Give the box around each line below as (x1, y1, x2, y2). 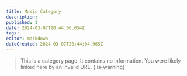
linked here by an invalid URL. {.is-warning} (20, 63, 125, 70)
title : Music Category (6, 8, 61, 15)
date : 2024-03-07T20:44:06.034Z (6, 25, 85, 31)
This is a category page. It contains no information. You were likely (20, 57, 181, 64)
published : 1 (6, 19, 38, 25)
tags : (6, 30, 19, 36)
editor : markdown (6, 36, 49, 42)
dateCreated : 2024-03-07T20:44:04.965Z (6, 42, 103, 47)
